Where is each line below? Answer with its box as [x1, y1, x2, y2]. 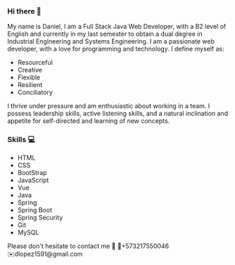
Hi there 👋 [7, 6, 42, 16]
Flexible [17, 73, 41, 82]
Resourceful [17, 58, 53, 67]
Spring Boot [17, 205, 53, 214]
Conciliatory [17, 88, 53, 97]
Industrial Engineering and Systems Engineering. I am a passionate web [7, 37, 215, 46]
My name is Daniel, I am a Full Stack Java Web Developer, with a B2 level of [7, 22, 227, 31]
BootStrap [17, 168, 47, 176]
